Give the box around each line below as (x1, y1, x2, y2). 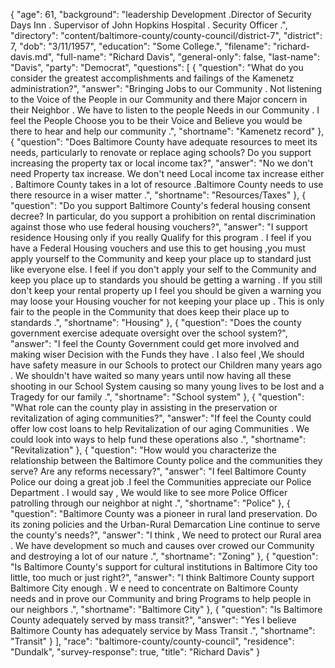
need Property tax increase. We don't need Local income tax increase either (10, 168, 325, 179)
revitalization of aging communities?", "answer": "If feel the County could (10, 412, 312, 424)
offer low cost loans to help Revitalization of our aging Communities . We (10, 423, 310, 434)
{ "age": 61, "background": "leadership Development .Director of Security (10, 9, 312, 20)
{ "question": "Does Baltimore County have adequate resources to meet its (10, 136, 318, 148)
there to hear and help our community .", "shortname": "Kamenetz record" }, (10, 125, 325, 137)
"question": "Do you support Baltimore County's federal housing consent (10, 200, 311, 211)
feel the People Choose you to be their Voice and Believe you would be (10, 115, 303, 126)
